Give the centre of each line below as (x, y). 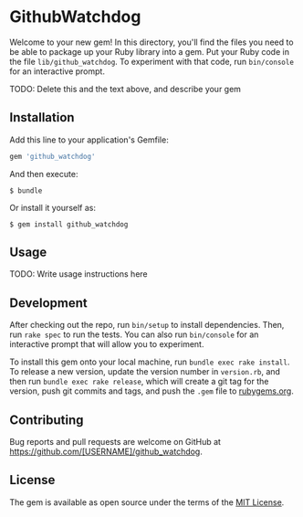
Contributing (47, 420)
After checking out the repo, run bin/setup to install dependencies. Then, (147, 325)
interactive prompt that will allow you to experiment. (107, 344)
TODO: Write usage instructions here (78, 274)
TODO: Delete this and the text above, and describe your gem (125, 89)
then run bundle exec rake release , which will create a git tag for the (139, 382)
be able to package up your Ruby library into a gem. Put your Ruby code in (150, 51)
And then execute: (44, 174)
